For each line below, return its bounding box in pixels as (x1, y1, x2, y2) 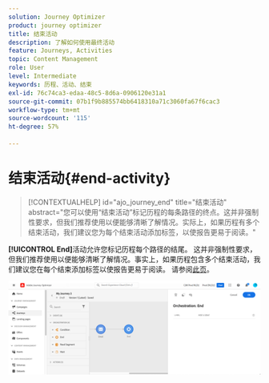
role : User (8, 64, 45, 72)
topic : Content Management (8, 55, 98, 63)
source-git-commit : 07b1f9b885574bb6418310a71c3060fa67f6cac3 (8, 97, 220, 106)
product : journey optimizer (8, 21, 102, 30)
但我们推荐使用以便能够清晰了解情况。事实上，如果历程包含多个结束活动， (8, 254, 254, 264)
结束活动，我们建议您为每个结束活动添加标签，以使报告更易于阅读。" (27, 227, 256, 236)
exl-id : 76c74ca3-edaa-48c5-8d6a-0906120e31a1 (8, 89, 167, 97)
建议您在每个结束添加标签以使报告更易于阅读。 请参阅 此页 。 (14, 264, 214, 274)
